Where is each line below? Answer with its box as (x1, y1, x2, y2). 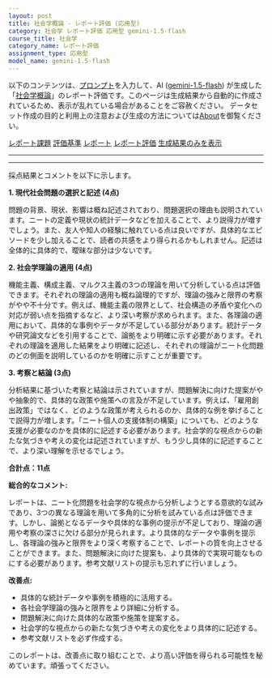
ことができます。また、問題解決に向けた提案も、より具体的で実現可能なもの (8, 548, 263, 557)
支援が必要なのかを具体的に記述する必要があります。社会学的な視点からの (8, 425, 257, 435)
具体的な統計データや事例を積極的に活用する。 (19, 592, 176, 602)
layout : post (8, 11, 53, 20)
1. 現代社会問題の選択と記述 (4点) (8, 187, 120, 197)
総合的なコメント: (8, 480, 68, 490)
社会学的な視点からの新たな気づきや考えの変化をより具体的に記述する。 (19, 623, 261, 633)
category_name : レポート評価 (8, 42, 100, 50)
